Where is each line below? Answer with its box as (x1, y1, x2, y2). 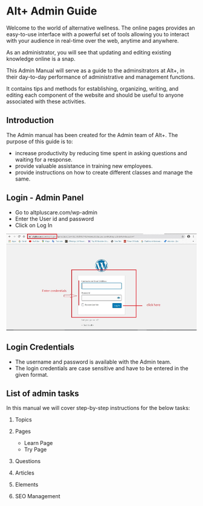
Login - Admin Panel (6, 193, 84, 203)
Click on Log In (14, 222, 53, 229)
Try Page (24, 446, 47, 453)
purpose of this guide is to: (6, 138, 74, 145)
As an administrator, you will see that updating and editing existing (6, 48, 172, 56)
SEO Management (14, 493, 60, 500)
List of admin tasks (6, 388, 80, 399)
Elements (14, 481, 39, 488)
